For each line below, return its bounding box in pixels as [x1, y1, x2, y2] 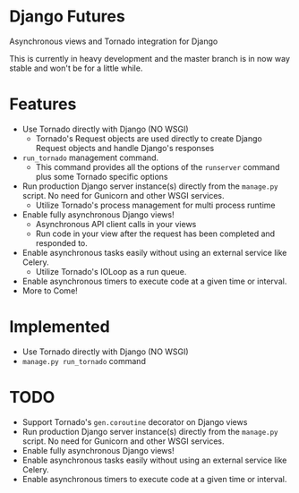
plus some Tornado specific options [35, 171, 168, 182]
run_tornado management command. [21, 152, 159, 163]
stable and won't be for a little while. [9, 63, 143, 73]
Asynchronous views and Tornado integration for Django [9, 36, 218, 47]
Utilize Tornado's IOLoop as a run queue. [35, 266, 187, 276]
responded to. [35, 237, 88, 248]
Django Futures [9, 6, 125, 27]
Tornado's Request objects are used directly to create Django [35, 132, 262, 144]
